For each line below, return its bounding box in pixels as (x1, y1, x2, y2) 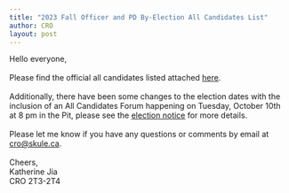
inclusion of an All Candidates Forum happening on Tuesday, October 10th (9, 101, 282, 112)
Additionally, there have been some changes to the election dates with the (9, 91, 281, 102)
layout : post (9, 29, 58, 38)
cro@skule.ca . (9, 138, 62, 149)
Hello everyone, (9, 54, 68, 65)
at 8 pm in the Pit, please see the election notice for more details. (9, 110, 248, 120)
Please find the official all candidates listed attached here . (9, 73, 221, 83)
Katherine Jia (9, 166, 58, 177)
